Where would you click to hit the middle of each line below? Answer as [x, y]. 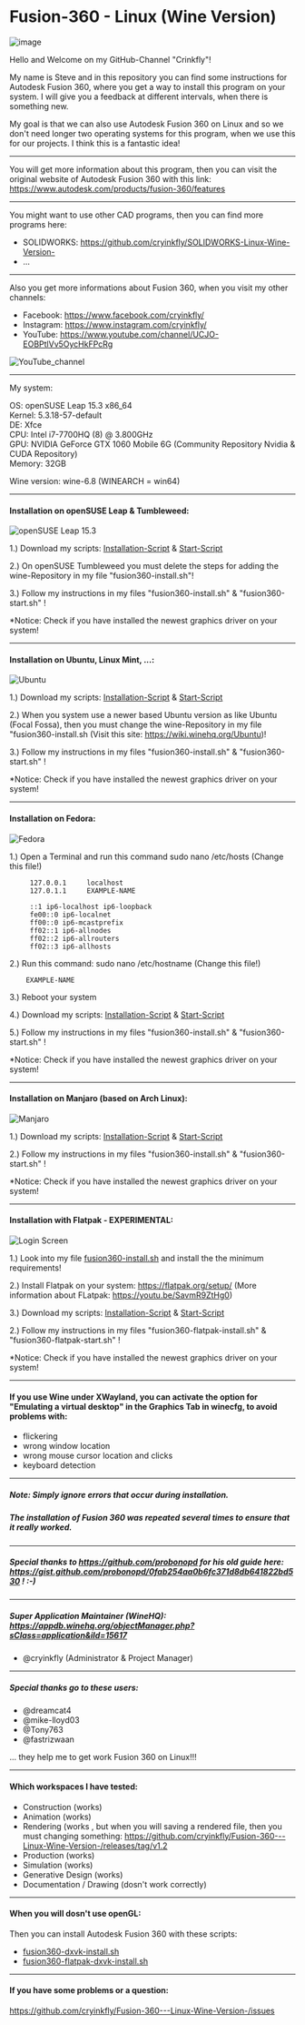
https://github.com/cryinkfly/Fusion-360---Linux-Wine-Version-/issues [142, 2011]
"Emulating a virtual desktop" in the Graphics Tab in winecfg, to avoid [143, 1406]
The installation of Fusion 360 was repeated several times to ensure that [150, 1518]
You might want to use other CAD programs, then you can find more [137, 215]
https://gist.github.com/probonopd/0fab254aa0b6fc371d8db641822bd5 [151, 1572]
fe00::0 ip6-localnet [70, 915]
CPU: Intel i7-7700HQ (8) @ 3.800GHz [81, 434]
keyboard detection [59, 1465]
